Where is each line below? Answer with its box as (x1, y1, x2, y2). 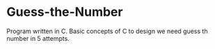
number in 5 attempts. (6, 34, 70, 42)
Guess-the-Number (6, 4, 123, 20)
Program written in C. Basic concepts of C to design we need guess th (6, 27, 208, 35)
